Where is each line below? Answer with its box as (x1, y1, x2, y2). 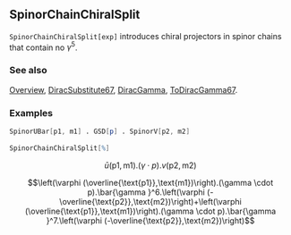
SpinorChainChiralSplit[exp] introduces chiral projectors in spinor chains (9, 30, 282, 41)
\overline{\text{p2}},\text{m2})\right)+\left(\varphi (59, 196, 242, 206)
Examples (9, 106, 54, 119)
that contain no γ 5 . (9, 40, 78, 53)
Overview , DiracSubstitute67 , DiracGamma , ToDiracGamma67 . (9, 84, 238, 95)
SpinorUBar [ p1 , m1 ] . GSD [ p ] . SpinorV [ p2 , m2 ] (9, 127, 191, 137)
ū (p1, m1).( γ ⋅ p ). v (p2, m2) (104, 160, 197, 171)
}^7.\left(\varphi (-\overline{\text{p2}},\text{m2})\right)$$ (46, 214, 255, 226)
